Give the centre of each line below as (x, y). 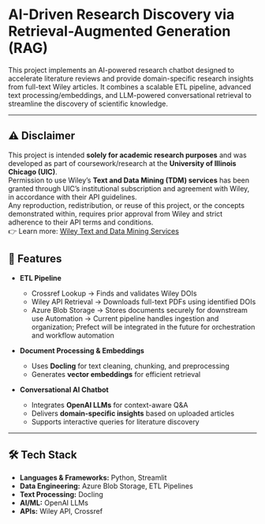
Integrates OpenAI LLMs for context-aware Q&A (110, 405)
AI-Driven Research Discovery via (121, 15)
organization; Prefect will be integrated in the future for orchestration (143, 326)
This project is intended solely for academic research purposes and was (127, 155)
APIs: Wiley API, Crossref (61, 511)
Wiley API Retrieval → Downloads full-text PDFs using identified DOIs (144, 301)
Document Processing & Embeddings (82, 350)
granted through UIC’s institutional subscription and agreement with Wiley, (129, 188)
